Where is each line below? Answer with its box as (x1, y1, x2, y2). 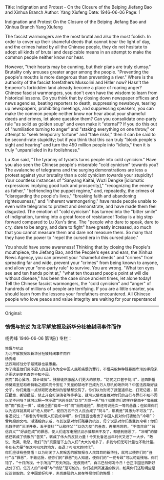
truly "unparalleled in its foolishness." (5, 147, 80, 153)
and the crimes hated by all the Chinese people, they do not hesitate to (5, 44, 147, 49)
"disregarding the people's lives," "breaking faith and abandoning (5, 193, 137, 199)
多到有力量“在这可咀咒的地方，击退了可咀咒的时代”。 (5, 445, 97, 450)
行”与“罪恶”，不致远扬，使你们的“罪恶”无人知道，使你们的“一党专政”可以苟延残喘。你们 (5, 456, 159, 460)
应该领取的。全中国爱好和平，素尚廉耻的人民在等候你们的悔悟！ (5, 471, 114, 476)
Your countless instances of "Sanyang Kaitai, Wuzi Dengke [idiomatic (5, 177, 145, 183)
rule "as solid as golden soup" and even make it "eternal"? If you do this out (5, 121, 157, 127)
